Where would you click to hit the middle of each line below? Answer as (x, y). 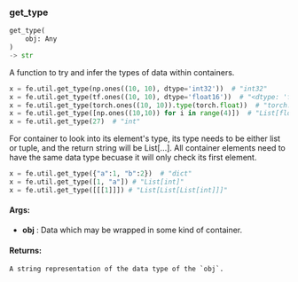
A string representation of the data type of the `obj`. (117, 269)
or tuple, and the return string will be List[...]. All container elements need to (147, 148)
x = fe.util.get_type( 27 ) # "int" (75, 121)
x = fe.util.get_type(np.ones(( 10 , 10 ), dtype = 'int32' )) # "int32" (138, 89)
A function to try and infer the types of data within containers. (122, 72)
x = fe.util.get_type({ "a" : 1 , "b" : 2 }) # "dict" (101, 174)
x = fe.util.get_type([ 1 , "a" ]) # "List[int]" (97, 182)
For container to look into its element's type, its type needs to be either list (145, 138)
